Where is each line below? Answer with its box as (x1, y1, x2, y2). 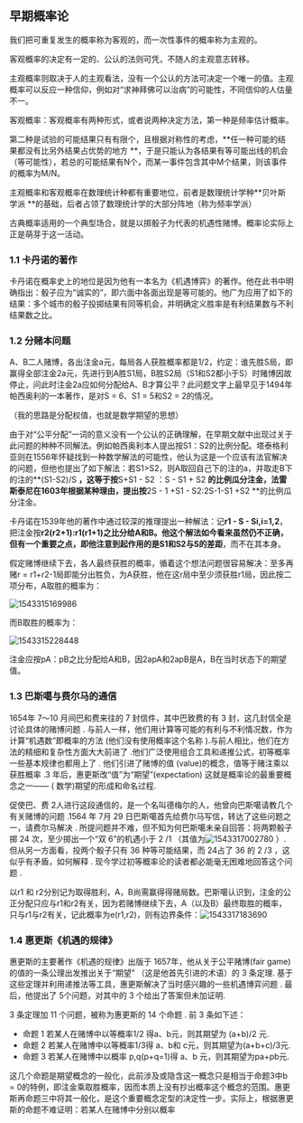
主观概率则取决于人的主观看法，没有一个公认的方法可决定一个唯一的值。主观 (9, 72, 294, 83)
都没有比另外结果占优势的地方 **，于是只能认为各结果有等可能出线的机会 (16, 145, 289, 156)
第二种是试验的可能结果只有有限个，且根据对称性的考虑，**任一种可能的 (9, 134, 279, 145)
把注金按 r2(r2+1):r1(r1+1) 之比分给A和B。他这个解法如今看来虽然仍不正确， (9, 527, 289, 538)
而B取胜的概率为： (9, 618, 78, 628)
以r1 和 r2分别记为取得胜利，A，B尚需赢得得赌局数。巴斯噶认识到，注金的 (9, 886, 284, 897)
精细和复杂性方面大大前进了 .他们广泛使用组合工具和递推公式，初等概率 (24, 746, 290, 757)
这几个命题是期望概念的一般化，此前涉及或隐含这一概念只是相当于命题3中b (9, 1071, 289, 1081)
